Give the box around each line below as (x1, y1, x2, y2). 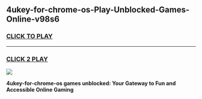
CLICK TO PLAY (6, 32, 53, 41)
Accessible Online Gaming (6, 86, 74, 93)
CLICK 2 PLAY (6, 55, 48, 63)
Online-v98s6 (6, 14, 60, 25)
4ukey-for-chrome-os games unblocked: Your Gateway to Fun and (6, 79, 176, 86)
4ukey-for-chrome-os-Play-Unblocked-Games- (6, 5, 190, 15)
